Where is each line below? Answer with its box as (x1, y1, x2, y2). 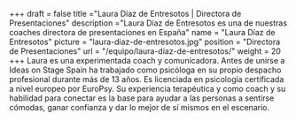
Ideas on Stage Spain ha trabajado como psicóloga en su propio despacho (9, 64, 282, 75)
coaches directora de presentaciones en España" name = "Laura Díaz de (9, 27, 276, 37)
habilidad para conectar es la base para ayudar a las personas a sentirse (9, 93, 275, 103)
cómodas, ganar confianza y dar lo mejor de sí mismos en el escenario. (9, 102, 270, 112)
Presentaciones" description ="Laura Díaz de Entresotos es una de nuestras (9, 18, 288, 28)
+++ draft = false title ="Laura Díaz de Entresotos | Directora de (9, 9, 242, 19)
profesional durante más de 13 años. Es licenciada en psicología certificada (9, 74, 284, 84)
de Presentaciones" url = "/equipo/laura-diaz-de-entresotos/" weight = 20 (9, 46, 282, 57)
